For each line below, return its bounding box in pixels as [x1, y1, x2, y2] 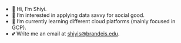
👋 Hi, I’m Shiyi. [11, 6, 47, 12]
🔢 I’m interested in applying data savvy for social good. [11, 12, 145, 19]
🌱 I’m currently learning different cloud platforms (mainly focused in [11, 18, 176, 24]
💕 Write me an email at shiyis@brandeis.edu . [11, 30, 120, 37]
